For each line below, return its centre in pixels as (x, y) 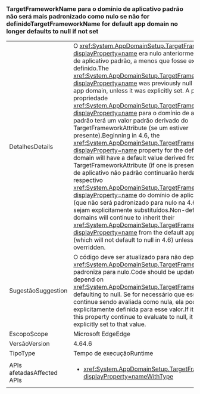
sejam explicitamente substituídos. (122, 210)
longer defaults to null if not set (52, 31)
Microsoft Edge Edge (102, 334)
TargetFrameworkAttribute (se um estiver (131, 128)
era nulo (150, 54)
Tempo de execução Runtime (113, 353)
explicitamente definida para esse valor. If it (134, 309)
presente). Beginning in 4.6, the (117, 136)
